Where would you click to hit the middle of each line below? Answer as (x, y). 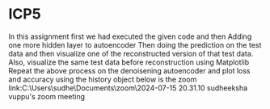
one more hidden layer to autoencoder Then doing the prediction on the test (135, 44)
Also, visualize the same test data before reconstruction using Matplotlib (129, 62)
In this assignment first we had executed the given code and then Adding (130, 36)
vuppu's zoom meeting (47, 96)
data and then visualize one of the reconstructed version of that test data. (131, 53)
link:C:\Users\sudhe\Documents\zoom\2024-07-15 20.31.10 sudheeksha (128, 88)
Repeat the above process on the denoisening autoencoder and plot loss (129, 70)
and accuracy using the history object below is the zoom (103, 79)
